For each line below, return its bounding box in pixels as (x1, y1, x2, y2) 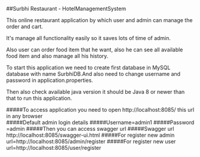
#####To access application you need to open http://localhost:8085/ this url (6, 106, 195, 113)
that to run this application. (6, 95, 72, 101)
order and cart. (6, 23, 44, 30)
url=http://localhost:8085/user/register (6, 144, 101, 151)
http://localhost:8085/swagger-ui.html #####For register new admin (6, 131, 175, 138)
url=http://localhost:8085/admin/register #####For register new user (6, 138, 176, 145)
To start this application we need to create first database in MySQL (6, 64, 171, 71)
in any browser (6, 113, 43, 119)
